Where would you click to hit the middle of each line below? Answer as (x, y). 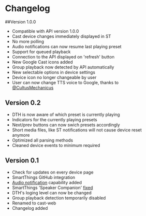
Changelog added (30, 208)
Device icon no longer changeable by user (54, 77)
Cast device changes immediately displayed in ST (61, 36)
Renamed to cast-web (34, 203)
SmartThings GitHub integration (44, 177)
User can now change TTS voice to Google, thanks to (65, 82)
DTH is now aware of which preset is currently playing (66, 115)
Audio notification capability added (47, 182)
